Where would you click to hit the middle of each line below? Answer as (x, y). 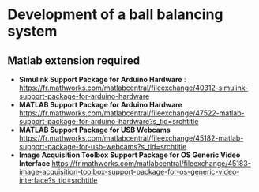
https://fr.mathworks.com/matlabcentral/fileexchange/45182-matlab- (131, 138)
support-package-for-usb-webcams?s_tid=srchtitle (103, 147)
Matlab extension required (73, 60)
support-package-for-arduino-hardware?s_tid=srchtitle (109, 121)
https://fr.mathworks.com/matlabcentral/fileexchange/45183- (152, 163)
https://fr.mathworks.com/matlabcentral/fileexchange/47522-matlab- (132, 113)
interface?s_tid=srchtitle (58, 180)
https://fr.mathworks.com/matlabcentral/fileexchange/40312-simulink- (133, 88)
